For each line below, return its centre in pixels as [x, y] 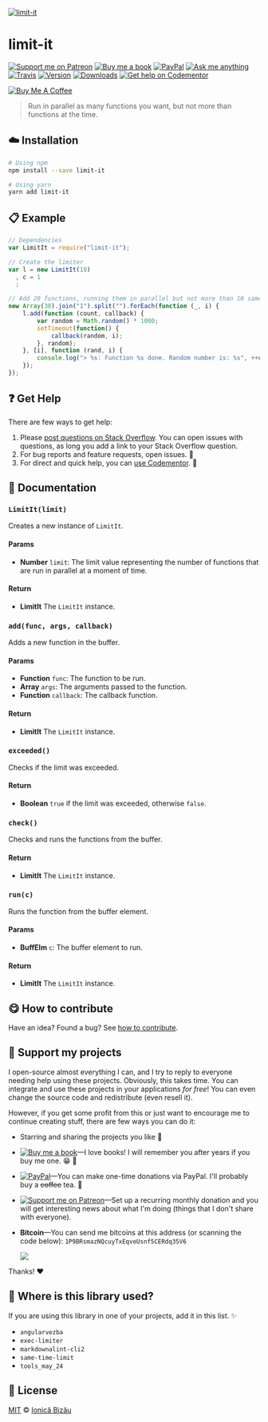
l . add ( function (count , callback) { [84, 314]
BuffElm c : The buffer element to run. [81, 947]
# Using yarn [30, 185]
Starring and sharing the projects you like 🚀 [91, 1136]
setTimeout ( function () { [78, 328]
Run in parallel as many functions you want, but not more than [130, 106]
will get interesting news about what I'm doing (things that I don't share [136, 1208]
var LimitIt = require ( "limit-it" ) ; [69, 247]
